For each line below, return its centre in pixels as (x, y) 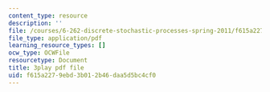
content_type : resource (48, 16)
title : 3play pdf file (46, 68)
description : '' (35, 23)
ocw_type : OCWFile (39, 53)
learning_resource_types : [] (57, 46)
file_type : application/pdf (55, 38)
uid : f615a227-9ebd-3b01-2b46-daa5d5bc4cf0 (82, 75)
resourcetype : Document (48, 61)
